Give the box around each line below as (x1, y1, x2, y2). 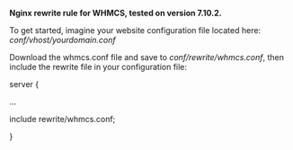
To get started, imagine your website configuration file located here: (9, 25, 262, 35)
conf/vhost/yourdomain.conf (9, 35, 116, 45)
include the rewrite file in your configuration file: (9, 62, 187, 72)
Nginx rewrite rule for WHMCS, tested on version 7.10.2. (9, 8, 222, 18)
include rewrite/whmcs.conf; (9, 114, 116, 124)
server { (9, 79, 39, 89)
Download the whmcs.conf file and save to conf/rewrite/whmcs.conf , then (9, 52, 285, 62)
